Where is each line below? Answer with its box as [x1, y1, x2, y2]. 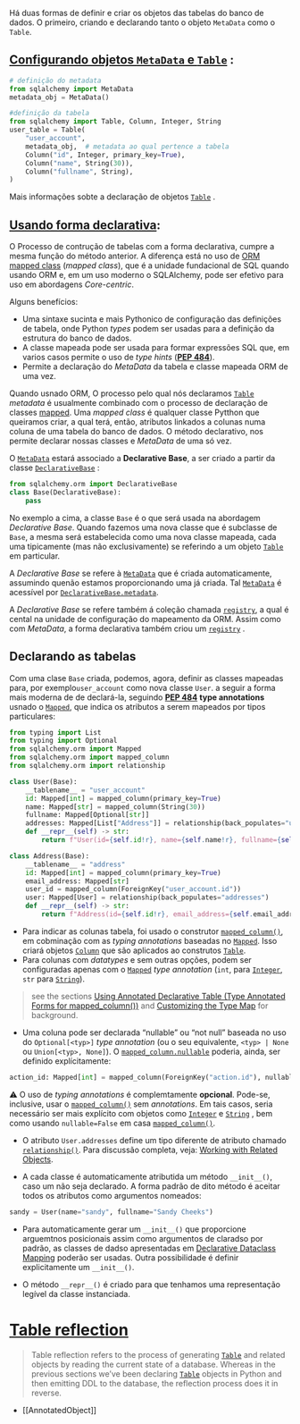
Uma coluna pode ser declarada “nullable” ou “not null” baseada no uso [21, 1027, 287, 1038]
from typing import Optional [9, 737, 118, 746]
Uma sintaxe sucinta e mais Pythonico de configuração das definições [21, 314, 282, 324]
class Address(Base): [9, 851, 90, 861]
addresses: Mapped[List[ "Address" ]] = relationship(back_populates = [25, 819, 286, 828]
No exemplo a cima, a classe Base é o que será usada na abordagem [9, 512, 261, 523]
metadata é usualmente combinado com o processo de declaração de [9, 398, 268, 409]
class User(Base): [9, 777, 78, 786]
